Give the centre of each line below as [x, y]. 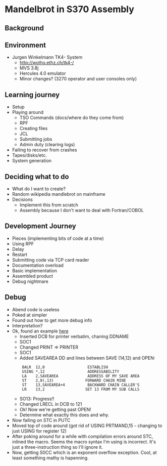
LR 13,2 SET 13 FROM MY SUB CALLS [81, 389]
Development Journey [41, 226]
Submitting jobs [36, 139]
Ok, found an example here [40, 331]
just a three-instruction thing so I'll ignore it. [57, 447]
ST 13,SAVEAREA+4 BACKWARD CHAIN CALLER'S [81, 385]
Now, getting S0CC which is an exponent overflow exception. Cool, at [84, 452]
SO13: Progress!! [37, 399]
